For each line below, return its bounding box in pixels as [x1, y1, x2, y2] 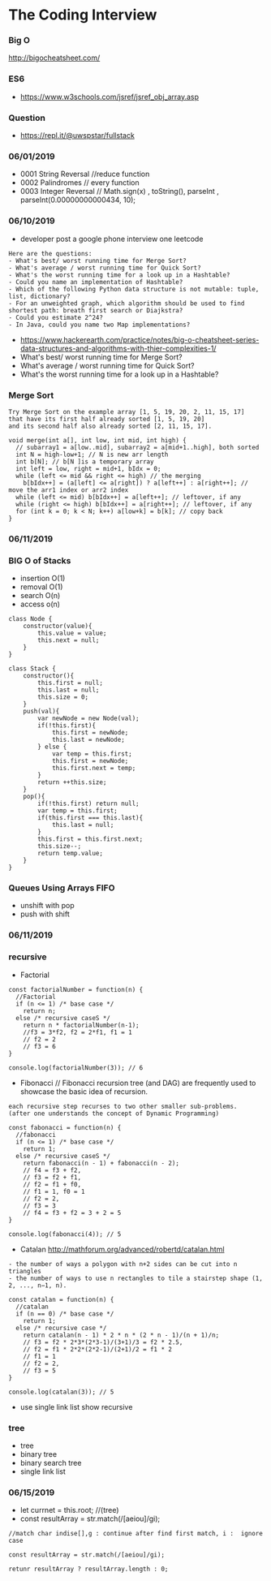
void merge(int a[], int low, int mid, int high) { [8, 436, 187, 444]
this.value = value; [37, 629, 107, 638]
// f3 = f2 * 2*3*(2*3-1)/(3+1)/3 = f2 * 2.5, [23, 1338, 183, 1346]
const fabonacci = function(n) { [8, 1123, 122, 1131]
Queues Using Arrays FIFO [8, 882, 115, 894]
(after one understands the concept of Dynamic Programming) [8, 1109, 220, 1118]
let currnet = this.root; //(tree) [19, 1506, 119, 1515]
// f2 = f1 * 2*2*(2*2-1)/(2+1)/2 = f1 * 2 [23, 1345, 173, 1353]
